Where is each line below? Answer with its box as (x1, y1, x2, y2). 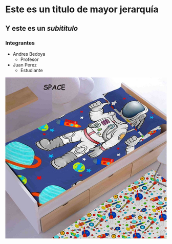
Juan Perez (12, 61, 37, 68)
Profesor (20, 56, 39, 62)
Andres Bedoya (12, 51, 46, 57)
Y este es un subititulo (5, 24, 78, 33)
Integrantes (5, 39, 35, 47)
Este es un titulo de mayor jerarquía (5, 4, 159, 15)
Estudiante (20, 67, 43, 73)
